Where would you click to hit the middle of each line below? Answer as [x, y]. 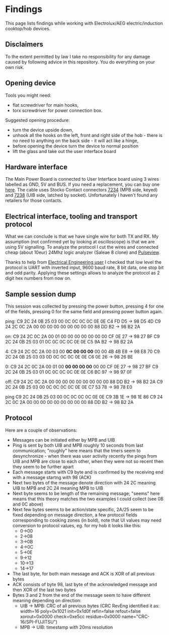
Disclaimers [24, 45]
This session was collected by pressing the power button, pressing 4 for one [84, 306]
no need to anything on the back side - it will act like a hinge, [75, 140]
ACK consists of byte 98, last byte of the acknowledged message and [85, 584]
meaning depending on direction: [47, 600]
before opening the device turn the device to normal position [75, 146]
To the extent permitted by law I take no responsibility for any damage [78, 56]
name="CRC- [136, 616]
